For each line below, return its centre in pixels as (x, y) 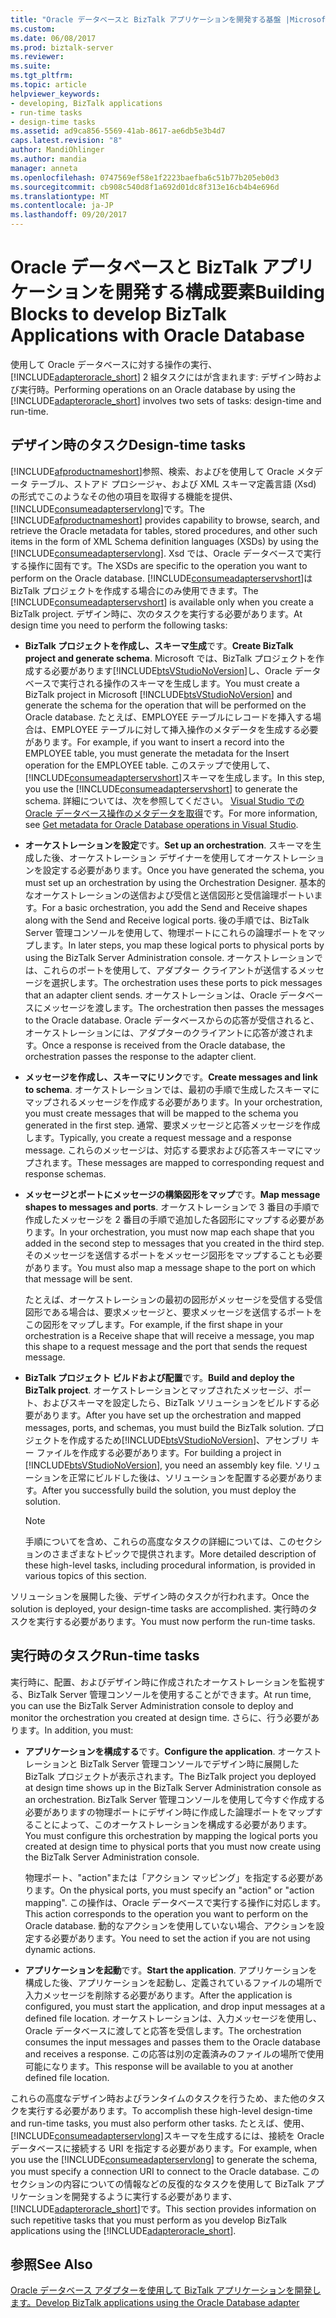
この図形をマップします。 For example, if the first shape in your (153, 1324)
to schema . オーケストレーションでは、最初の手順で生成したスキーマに (172, 1089)
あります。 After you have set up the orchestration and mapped (172, 1415)
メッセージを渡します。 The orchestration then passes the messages (183, 1007)
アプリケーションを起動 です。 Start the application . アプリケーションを (171, 1970)
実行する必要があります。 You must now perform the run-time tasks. (176, 1621)
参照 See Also (51, 2264)
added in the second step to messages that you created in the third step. (174, 1243)
